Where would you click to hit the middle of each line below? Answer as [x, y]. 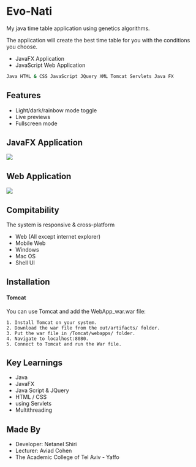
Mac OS [25, 257]
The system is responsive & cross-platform [61, 225]
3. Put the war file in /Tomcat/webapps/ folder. [71, 333]
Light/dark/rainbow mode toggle [56, 110]
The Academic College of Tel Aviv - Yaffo [67, 457]
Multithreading [34, 410]
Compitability [33, 210]
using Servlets [33, 404]
